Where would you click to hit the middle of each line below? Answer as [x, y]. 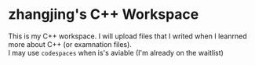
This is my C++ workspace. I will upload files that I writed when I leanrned [127, 36]
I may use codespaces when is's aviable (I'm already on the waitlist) [116, 52]
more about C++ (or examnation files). [70, 44]
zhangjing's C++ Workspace [104, 14]
